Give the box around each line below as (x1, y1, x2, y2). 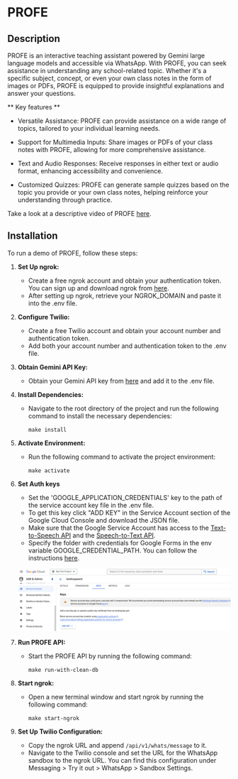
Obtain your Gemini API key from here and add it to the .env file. (28, 376, 215, 385)
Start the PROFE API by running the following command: (28, 652, 193, 660)
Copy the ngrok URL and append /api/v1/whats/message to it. (28, 741, 208, 750)
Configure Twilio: (17, 312, 70, 321)
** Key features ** (7, 103, 60, 111)
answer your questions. (7, 89, 76, 97)
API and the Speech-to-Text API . (60, 530, 156, 540)
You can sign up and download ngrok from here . (28, 283, 169, 292)
